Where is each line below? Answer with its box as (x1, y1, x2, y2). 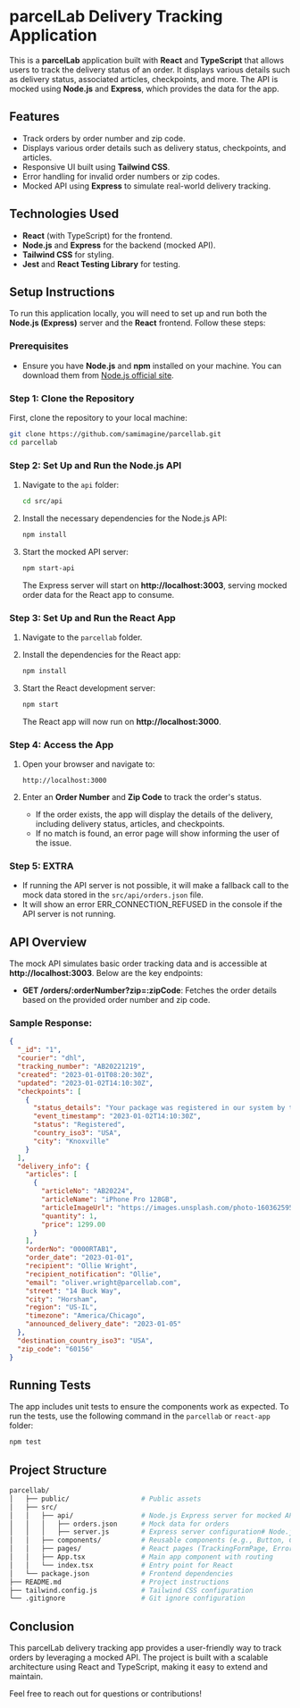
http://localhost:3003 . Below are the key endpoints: (9, 968, 204, 979)
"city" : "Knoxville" (32, 1137, 110, 1146)
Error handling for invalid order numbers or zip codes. (21, 171, 221, 181)
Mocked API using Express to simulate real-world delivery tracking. (21, 181, 271, 191)
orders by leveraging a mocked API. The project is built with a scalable (9, 1652, 269, 1663)
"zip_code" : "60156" (17, 1344, 94, 1353)
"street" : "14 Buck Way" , (25, 1286, 122, 1295)
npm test (9, 1437, 42, 1447)
